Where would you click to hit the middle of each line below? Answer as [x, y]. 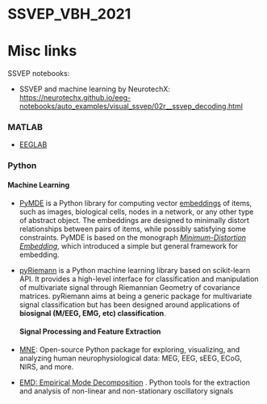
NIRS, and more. [46, 366]
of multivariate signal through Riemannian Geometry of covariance [129, 287]
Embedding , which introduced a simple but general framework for [129, 246]
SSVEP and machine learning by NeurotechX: [95, 89]
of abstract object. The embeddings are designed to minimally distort [134, 220]
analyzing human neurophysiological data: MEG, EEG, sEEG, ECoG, [131, 358]
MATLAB [25, 128]
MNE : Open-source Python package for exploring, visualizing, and [129, 349]
